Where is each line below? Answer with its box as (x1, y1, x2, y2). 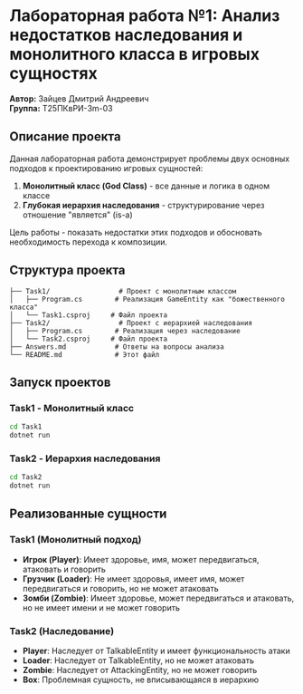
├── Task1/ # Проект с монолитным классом (9, 286, 237, 295)
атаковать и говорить (22, 564, 107, 574)
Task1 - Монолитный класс (9, 401, 134, 414)
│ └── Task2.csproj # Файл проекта (9, 334, 168, 343)
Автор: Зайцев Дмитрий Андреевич (9, 92, 149, 104)
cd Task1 (9, 422, 43, 431)
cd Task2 (9, 473, 43, 482)
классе (22, 189, 51, 200)
